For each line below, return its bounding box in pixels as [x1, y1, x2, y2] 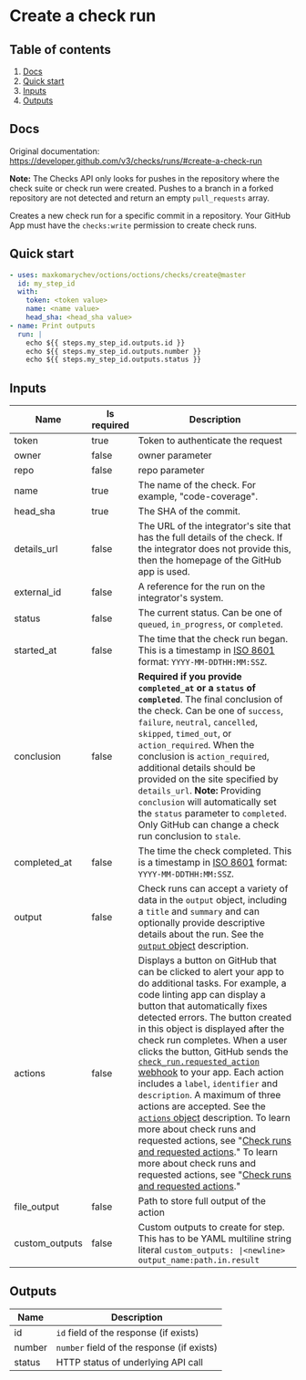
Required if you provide [138, 670, 243, 683]
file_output [14, 1200, 60, 1213]
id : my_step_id [17, 279, 76, 288]
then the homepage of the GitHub [138, 554, 282, 566]
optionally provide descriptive [138, 917, 266, 929]
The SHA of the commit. [138, 505, 241, 518]
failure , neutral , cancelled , [138, 716, 258, 729]
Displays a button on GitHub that [138, 954, 278, 967]
